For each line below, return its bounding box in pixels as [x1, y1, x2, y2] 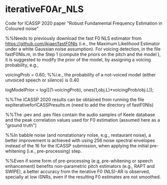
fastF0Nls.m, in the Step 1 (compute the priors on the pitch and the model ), [5, 51, 161, 57]
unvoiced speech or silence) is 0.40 [5, 77, 79, 83]
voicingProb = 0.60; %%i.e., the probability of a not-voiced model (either [5, 71, 156, 77]
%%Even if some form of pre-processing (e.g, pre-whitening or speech [5, 157, 153, 164]
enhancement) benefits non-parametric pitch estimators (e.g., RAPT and [5, 163, 155, 169]
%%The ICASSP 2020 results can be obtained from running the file [5, 97, 144, 103]
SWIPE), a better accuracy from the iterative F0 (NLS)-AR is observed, [5, 168, 150, 174]
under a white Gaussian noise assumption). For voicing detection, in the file [5, 46, 161, 52]
